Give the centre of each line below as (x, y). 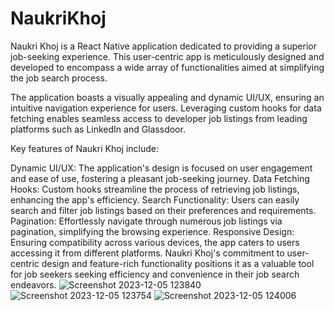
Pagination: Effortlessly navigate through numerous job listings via (146, 221)
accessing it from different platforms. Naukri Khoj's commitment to (147, 253)
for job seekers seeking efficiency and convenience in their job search (155, 274)
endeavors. (33, 284)
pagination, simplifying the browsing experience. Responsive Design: (152, 231)
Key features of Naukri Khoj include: (84, 148)
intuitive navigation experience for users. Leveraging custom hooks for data (166, 108)
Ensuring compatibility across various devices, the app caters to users (155, 242)
